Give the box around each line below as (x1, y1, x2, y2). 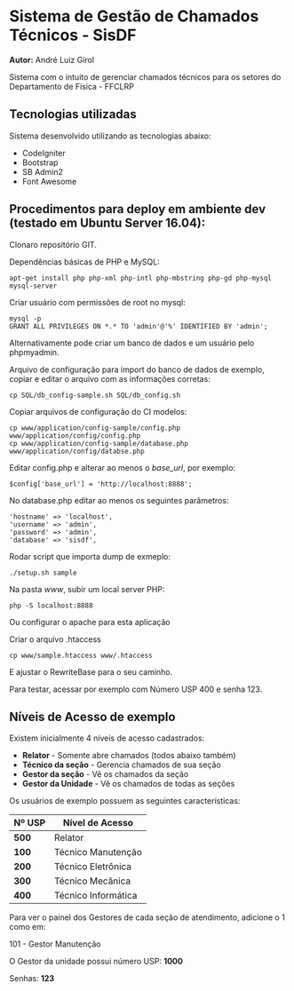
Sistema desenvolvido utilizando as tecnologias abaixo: (9, 131, 211, 141)
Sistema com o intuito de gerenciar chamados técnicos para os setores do (9, 71, 282, 82)
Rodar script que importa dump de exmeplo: (9, 551, 171, 561)
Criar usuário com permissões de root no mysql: (9, 297, 187, 307)
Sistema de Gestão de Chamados (9, 6, 259, 27)
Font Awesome (21, 176, 77, 186)
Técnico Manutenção (53, 846, 142, 859)
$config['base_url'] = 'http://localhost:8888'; (9, 480, 193, 488)
